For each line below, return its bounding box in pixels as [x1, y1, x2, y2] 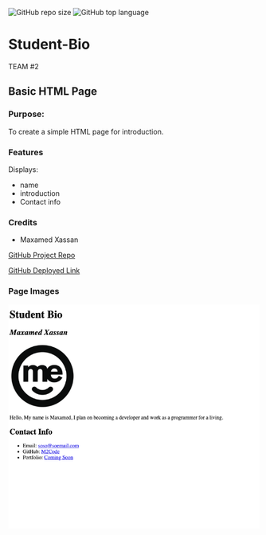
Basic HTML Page [8, 84, 98, 99]
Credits [8, 217, 37, 228]
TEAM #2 [8, 61, 40, 71]
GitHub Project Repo [8, 251, 76, 260]
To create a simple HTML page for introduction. [8, 127, 164, 136]
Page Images [8, 286, 60, 297]
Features [8, 146, 44, 158]
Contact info [19, 197, 61, 206]
